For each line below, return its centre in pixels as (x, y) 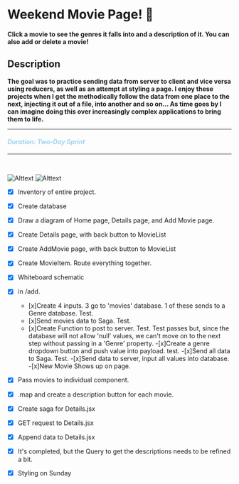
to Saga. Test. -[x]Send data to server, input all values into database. (129, 359)
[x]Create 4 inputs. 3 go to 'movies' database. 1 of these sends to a (127, 306)
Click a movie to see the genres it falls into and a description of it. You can (118, 34)
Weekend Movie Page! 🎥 (81, 15)
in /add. (29, 291)
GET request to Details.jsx (55, 423)
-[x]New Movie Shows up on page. (79, 366)
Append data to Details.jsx (56, 437)
